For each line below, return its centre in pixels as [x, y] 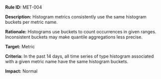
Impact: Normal [21, 71]
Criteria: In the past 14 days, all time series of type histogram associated [80, 56]
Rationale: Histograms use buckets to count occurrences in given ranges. [81, 32]
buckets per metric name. [32, 22]
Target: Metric [20, 46]
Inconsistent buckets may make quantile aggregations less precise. [74, 37]
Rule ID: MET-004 [24, 7]
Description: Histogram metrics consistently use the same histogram [76, 17]
